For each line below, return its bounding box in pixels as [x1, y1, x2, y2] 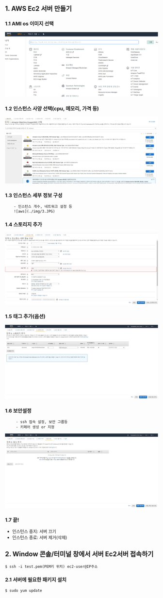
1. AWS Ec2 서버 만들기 [5, 4, 72, 13]
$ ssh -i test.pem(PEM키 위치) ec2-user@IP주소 [5, 564, 98, 569]
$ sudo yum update [5, 588, 42, 593]
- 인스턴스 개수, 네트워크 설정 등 [14, 204, 72, 209]
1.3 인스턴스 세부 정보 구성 [5, 192, 63, 199]
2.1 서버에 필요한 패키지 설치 [5, 576, 67, 583]
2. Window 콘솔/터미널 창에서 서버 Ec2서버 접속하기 [5, 550, 154, 558]
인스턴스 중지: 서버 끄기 [12, 529, 57, 534]
